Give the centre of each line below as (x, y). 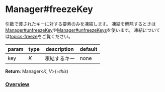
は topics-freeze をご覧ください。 (39, 36)
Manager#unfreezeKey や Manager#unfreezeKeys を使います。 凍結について (83, 30)
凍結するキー (60, 58)
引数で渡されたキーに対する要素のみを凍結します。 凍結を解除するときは (80, 24)
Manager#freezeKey (49, 9)
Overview (17, 84)
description (60, 49)
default (89, 49)
